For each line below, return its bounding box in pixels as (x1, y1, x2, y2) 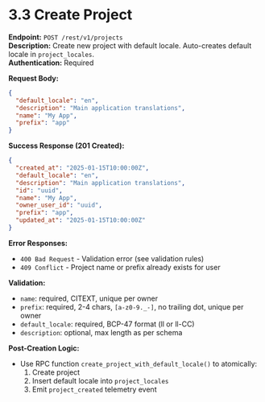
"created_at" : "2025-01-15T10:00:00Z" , (15, 164, 150, 172)
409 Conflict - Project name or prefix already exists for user (19, 262, 221, 272)
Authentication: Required (8, 58, 94, 68)
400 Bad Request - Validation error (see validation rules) (19, 253, 205, 263)
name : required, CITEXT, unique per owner (19, 293, 159, 303)
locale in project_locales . (8, 49, 95, 59)
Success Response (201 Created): (8, 141, 125, 150)
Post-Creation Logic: (8, 343, 80, 353)
